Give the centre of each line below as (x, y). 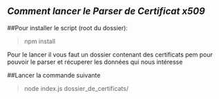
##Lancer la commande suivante (54, 75)
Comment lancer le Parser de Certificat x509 (106, 11)
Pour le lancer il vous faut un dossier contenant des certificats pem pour (110, 54)
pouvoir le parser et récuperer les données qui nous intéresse (95, 62)
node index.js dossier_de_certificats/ (76, 88)
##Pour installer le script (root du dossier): (67, 27)
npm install (40, 41)
